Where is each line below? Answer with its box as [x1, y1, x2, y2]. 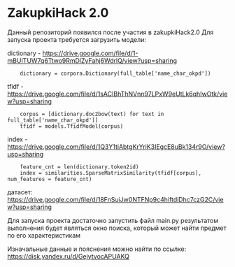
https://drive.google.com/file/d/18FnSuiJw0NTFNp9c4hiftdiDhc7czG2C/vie [7, 195, 224, 203]
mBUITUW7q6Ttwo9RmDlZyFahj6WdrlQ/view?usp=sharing [7, 56, 177, 64]
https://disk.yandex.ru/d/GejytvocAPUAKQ [7, 252, 129, 260]
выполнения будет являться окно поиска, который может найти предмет [7, 224, 227, 232]
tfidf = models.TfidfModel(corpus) [20, 122, 124, 130]
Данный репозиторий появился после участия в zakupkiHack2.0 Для [7, 28, 214, 36]
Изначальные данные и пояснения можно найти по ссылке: [7, 245, 187, 253]
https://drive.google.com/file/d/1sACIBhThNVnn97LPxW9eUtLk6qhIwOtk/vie [7, 89, 228, 98]
